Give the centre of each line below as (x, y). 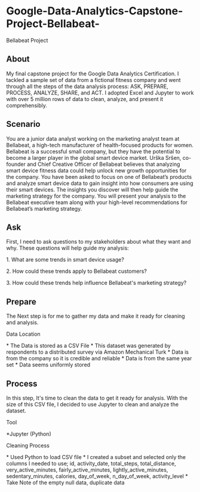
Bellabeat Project (27, 40)
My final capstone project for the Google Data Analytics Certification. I (93, 74)
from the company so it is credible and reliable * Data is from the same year (99, 359)
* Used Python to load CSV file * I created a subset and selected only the (96, 457)
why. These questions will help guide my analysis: (68, 248)
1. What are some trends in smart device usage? (65, 260)
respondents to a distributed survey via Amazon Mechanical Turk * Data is (98, 352)
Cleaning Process (28, 445)
